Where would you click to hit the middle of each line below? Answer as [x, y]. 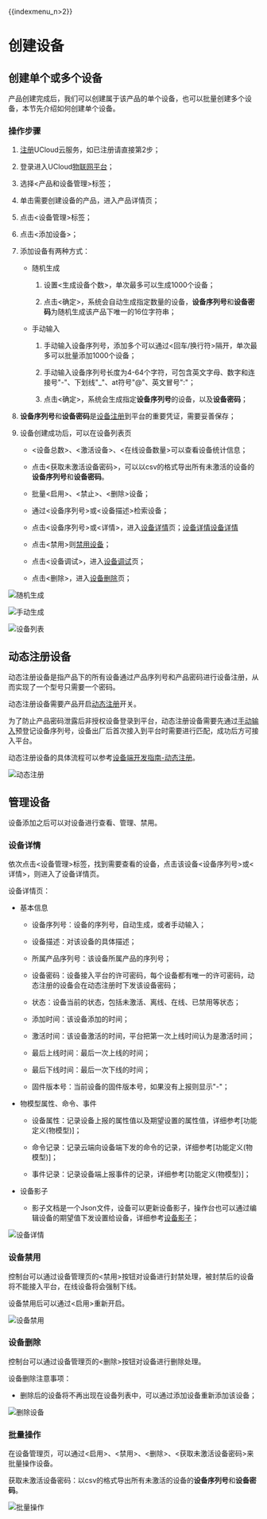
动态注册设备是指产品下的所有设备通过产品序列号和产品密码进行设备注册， [130, 677]
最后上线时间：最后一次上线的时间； [91, 1053]
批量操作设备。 [33, 1463]
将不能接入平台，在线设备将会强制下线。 [74, 1286]
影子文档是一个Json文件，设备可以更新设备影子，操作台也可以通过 [141, 1208]
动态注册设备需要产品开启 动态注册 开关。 [74, 704]
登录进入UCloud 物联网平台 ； [67, 167]
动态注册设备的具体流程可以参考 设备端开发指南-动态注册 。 [104, 758]
